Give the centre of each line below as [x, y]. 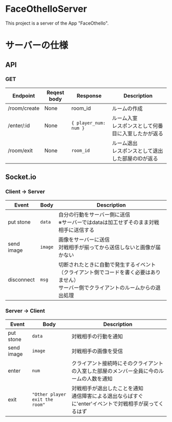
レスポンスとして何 [135, 126]
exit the [42, 399]
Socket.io [21, 177]
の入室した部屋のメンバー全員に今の [115, 371]
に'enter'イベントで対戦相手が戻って [115, 404]
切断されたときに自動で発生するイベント [107, 265]
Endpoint [24, 95]
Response [89, 95]
